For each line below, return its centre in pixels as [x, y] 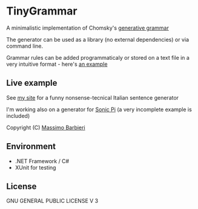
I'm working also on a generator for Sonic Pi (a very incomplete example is [99, 109]
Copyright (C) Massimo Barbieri [46, 127]
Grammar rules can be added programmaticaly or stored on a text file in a [98, 57]
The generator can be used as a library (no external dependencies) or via [98, 39]
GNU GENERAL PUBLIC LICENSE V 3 [52, 201]
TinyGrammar [42, 11]
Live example [32, 83]
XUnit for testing [35, 167]
